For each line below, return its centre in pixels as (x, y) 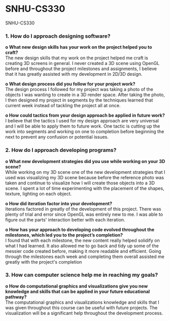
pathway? (16, 297)
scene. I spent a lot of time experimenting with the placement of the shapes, (85, 188)
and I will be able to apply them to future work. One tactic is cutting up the (83, 126)
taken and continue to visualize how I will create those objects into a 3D (80, 183)
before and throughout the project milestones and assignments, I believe (81, 69)
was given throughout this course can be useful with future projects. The (81, 307)
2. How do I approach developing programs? (61, 150)
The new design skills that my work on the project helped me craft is (77, 58)
